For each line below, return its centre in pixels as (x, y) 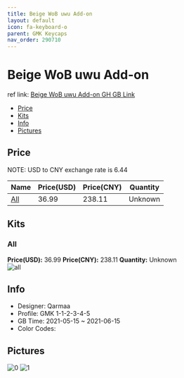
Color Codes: (37, 329)
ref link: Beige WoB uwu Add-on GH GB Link (71, 94)
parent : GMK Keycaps (38, 33)
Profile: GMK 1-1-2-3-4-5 (54, 314)
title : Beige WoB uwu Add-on (50, 14)
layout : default (31, 20)
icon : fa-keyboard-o (38, 27)
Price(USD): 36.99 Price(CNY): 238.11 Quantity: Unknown (92, 260)
